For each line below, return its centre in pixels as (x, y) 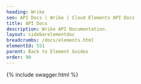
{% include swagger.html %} (42, 74)
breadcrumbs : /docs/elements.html (50, 40)
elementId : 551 (26, 46)
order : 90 (19, 57)
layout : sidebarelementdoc (41, 35)
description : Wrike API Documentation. (57, 29)
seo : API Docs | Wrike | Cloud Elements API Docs (71, 18)
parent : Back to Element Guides (47, 52)
